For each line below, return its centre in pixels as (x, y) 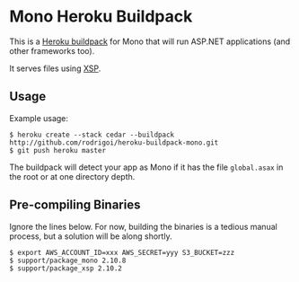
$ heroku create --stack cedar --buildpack (92, 135)
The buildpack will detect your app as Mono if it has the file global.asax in (146, 167)
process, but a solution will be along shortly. (91, 236)
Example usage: (39, 118)
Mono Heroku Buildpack (101, 17)
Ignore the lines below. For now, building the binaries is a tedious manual (144, 226)
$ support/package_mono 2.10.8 (68, 260)
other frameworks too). (52, 50)
